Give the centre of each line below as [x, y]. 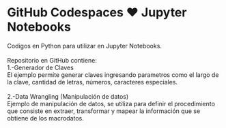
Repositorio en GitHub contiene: [52, 60]
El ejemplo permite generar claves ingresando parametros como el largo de [113, 75]
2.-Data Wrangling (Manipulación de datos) [68, 96]
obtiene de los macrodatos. [45, 118]
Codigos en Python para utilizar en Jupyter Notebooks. [85, 46]
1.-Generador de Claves [40, 67]
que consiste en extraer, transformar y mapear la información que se [104, 111]
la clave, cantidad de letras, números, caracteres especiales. [92, 82]
